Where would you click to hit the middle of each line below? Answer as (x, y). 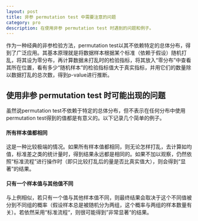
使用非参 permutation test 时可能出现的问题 (86, 95)
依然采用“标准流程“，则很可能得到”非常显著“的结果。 (88, 212)
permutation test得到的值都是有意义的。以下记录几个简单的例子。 (85, 118)
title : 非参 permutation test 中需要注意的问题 (61, 17)
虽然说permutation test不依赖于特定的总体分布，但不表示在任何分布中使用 (96, 111)
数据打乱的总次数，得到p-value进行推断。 (62, 75)
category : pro (24, 22)
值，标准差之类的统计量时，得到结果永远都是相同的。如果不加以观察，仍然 (96, 154)
